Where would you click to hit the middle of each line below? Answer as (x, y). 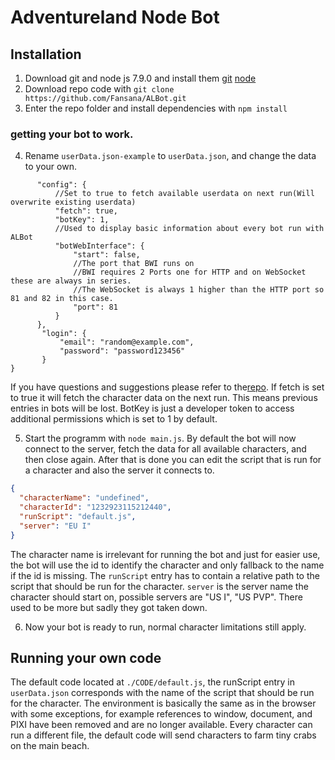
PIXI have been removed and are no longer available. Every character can (161, 725)
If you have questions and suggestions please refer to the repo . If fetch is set (167, 387)
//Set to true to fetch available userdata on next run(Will (184, 194)
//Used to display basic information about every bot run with (189, 229)
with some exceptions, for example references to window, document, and (161, 714)
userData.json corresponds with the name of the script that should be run (162, 693)
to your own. (50, 167)
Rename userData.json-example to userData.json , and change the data (170, 156)
